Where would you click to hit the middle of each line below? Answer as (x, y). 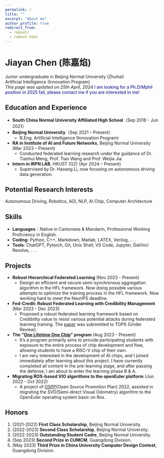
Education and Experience (46, 108)
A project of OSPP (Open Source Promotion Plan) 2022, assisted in (86, 387)
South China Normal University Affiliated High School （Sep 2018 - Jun (85, 120)
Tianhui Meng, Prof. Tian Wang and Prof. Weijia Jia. (71, 158)
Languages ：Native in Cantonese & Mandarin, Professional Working (81, 229)
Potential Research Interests (49, 190)
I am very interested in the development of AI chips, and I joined (84, 356)
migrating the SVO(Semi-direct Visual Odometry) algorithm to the (85, 392)
